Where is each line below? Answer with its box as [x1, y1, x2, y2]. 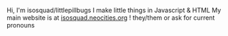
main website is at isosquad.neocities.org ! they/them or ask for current [6, 13, 215, 22]
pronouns [6, 21, 35, 29]
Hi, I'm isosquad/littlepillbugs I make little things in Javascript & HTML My [6, 6, 222, 14]
